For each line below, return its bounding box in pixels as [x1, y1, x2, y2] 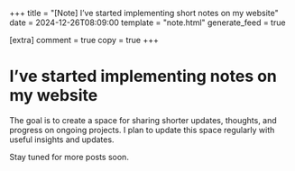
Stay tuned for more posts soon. [9, 151, 129, 162]
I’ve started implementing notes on [9, 67, 278, 86]
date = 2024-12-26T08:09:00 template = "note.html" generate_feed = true [9, 17, 286, 28]
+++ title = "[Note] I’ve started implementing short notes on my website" [9, 8, 280, 18]
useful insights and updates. [9, 134, 115, 145]
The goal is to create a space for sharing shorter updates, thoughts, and [9, 114, 277, 125]
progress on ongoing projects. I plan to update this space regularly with [9, 124, 275, 135]
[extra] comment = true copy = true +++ [9, 35, 160, 45]
